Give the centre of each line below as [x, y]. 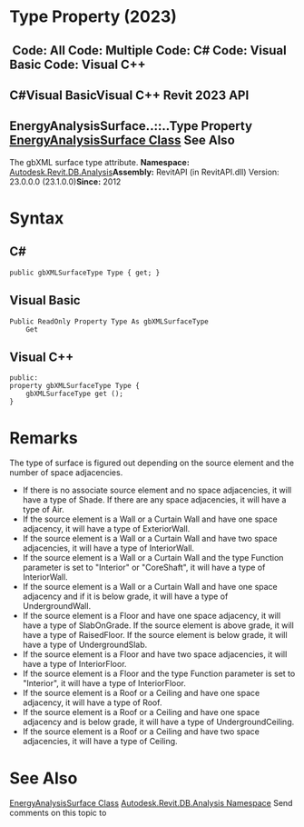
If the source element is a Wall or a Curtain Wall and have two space [150, 539]
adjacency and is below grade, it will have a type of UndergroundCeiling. [158, 722]
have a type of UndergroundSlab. [85, 645]
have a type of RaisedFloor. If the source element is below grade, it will [155, 635]
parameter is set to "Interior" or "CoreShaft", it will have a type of [144, 568]
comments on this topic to [58, 813]
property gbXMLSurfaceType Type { [75, 386]
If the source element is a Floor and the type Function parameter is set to [159, 673]
